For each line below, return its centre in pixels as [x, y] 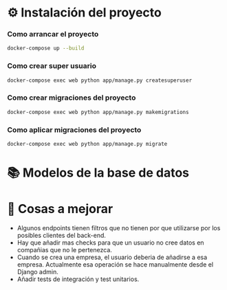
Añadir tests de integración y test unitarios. [78, 279]
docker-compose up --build [46, 48]
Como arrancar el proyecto [53, 34]
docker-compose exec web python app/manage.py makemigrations [98, 112]
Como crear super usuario [52, 66]
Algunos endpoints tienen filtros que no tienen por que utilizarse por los [119, 228]
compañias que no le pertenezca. [64, 250]
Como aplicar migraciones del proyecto [74, 130]
